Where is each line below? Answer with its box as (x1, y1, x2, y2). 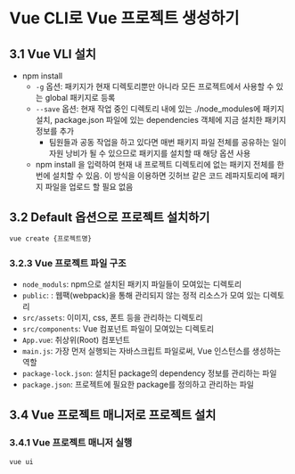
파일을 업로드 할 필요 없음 (45, 182, 134, 192)
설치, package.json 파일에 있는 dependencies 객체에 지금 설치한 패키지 (35, 115, 287, 125)
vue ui (9, 457, 34, 466)
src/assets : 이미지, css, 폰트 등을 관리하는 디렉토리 (21, 312, 203, 323)
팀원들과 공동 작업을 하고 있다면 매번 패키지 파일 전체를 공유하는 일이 (48, 137, 287, 147)
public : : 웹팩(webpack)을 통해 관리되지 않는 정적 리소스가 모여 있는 (21, 290, 261, 300)
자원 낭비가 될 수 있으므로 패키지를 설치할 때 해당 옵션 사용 (48, 148, 251, 159)
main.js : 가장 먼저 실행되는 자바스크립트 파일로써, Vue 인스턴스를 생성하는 (21, 345, 282, 356)
